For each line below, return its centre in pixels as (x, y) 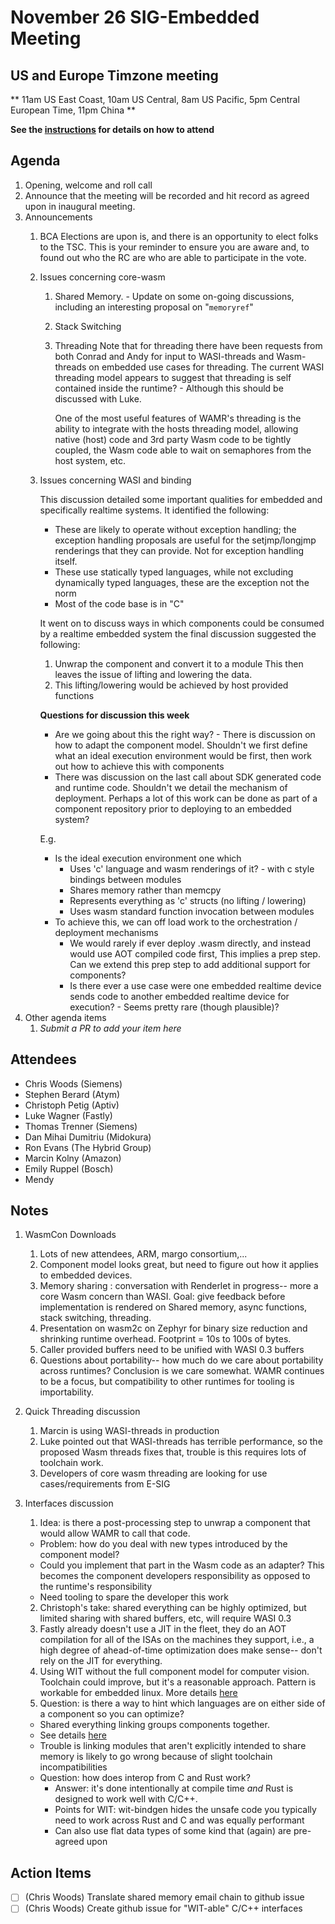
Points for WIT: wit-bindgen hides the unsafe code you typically (185, 1810)
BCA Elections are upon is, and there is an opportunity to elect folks (179, 236)
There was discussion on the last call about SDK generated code (188, 777)
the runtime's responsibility (96, 1587)
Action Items (51, 1872)
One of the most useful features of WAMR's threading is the (178, 418)
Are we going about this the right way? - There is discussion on (185, 734)
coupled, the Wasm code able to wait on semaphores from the (183, 450)
